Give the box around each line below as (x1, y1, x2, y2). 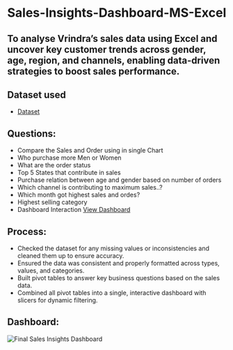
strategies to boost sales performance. (7, 65, 180, 77)
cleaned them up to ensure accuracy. (17, 252, 124, 260)
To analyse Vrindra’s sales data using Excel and (7, 33, 218, 45)
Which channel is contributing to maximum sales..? (17, 183, 163, 192)
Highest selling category (17, 198, 88, 206)
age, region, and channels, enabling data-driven (7, 54, 220, 66)
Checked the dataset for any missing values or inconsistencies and (17, 244, 210, 252)
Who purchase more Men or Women (17, 153, 122, 162)
